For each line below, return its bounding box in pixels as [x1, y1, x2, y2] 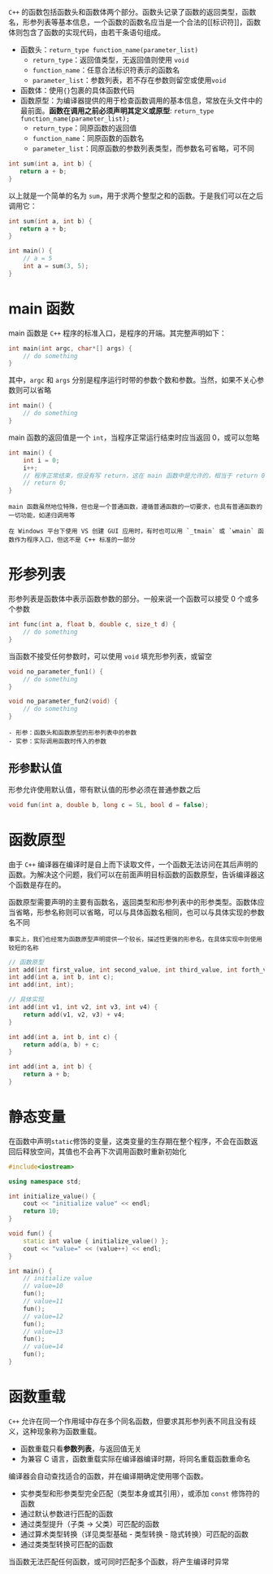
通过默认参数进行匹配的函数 [19, 1509, 114, 1519]
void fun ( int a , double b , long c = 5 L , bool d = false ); [8, 800, 209, 809]
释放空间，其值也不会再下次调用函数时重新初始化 [22, 1147, 187, 1156]
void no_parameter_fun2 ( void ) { [8, 697, 118, 706]
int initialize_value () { [8, 1192, 96, 1200]
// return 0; [23, 479, 67, 487]
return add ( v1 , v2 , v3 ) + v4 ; [23, 1011, 126, 1019]
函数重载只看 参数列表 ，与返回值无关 [19, 1444, 142, 1453]
